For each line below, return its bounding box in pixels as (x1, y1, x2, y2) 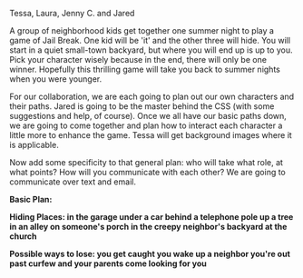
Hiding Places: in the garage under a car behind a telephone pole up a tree (9, 212, 294, 222)
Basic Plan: (9, 194, 53, 204)
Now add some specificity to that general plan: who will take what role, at (9, 157, 284, 167)
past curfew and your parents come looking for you (9, 258, 207, 269)
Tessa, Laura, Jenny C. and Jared (9, 8, 135, 18)
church (9, 231, 37, 242)
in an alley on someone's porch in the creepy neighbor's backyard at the (9, 222, 288, 232)
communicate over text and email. (9, 176, 136, 187)
